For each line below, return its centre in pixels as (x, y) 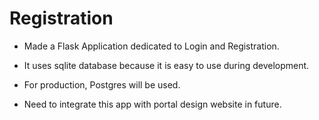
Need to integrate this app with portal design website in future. (152, 104)
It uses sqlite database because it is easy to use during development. (166, 65)
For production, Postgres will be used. (102, 84)
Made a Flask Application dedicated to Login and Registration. (151, 46)
